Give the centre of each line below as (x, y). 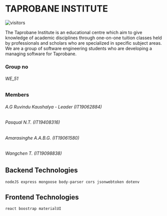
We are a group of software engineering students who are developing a (79, 48)
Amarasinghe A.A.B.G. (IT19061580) (42, 138)
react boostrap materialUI (33, 209)
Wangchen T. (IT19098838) (34, 153)
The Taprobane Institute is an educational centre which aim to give (74, 32)
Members (17, 95)
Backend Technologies (42, 171)
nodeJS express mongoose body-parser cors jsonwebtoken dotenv (72, 182)
